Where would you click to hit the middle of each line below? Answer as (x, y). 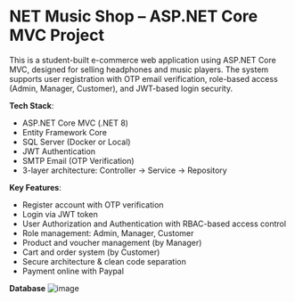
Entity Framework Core (64, 132)
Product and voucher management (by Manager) (112, 242)
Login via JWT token (60, 214)
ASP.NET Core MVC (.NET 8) (75, 123)
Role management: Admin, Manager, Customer (108, 233)
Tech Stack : (32, 105)
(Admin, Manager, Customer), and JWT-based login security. (121, 88)
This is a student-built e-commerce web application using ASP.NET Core (143, 60)
